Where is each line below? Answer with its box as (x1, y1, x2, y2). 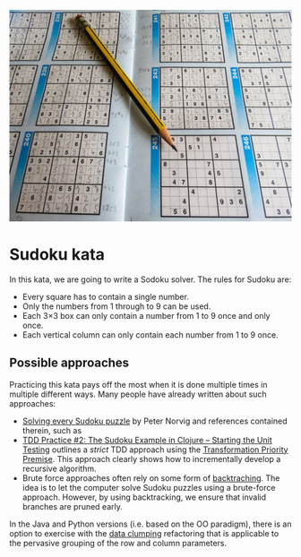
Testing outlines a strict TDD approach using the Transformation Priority (21, 444, 288, 455)
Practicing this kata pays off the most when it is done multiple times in (9, 379, 268, 390)
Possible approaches (9, 356, 130, 371)
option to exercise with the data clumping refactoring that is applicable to (9, 527, 279, 538)
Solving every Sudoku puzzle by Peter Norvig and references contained (21, 416, 288, 426)
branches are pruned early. (21, 501, 123, 511)
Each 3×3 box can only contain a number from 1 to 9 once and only (21, 310, 271, 321)
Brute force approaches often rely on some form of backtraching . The (21, 472, 280, 484)
